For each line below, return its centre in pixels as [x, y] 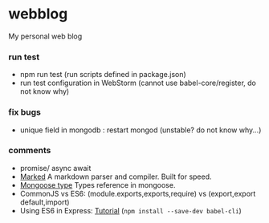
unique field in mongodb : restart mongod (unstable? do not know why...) [141, 130]
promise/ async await [55, 168]
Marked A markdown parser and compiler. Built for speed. [116, 176]
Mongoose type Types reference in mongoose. [98, 184]
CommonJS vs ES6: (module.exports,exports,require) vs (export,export [138, 193]
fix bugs [25, 112]
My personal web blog [45, 36]
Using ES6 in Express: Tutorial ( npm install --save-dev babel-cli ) [131, 210]
